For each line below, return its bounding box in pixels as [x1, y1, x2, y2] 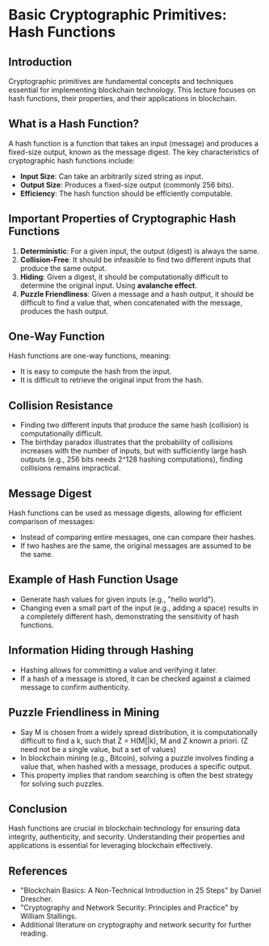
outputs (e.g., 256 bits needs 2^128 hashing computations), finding [19, 454, 243, 464]
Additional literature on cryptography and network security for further [19, 920, 252, 930]
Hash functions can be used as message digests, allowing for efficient [8, 508, 242, 518]
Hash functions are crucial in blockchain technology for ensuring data [8, 823, 241, 834]
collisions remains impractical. [19, 463, 121, 473]
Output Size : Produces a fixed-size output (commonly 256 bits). [19, 179, 234, 189]
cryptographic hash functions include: [8, 155, 136, 165]
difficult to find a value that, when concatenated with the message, [19, 298, 243, 307]
